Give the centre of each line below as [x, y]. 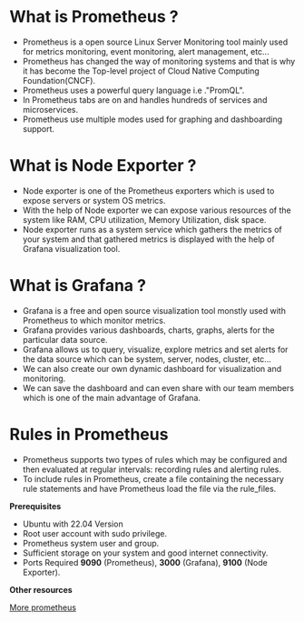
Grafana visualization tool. [71, 248]
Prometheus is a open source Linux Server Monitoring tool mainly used [155, 42]
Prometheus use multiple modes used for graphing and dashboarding [152, 119]
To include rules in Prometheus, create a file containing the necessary [153, 478]
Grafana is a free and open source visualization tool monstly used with [154, 310]
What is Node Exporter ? [103, 166]
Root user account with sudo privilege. [95, 533]
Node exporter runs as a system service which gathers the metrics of [152, 229]
